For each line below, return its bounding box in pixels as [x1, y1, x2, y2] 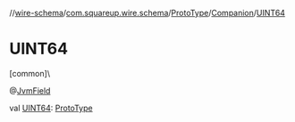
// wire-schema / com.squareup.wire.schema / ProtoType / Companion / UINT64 [9, 8, 286, 18]
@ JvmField [9, 85, 51, 96]
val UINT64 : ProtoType [9, 102, 93, 113]
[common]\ [9, 68, 51, 78]
